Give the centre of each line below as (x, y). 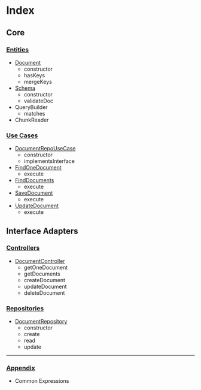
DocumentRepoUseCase (45, 149)
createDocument (45, 280)
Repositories (25, 308)
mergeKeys (38, 81)
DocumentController (40, 261)
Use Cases (22, 135)
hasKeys (34, 75)
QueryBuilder (31, 107)
